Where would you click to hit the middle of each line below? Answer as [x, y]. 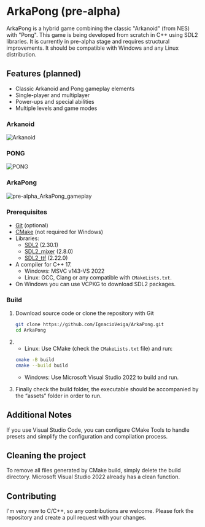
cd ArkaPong [30, 330]
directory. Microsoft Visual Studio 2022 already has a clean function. [93, 477]
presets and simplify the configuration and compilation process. [87, 436]
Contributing [31, 496]
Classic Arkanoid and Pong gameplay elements [75, 88]
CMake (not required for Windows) [59, 232]
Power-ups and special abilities [55, 101]
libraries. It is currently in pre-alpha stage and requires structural [88, 41]
